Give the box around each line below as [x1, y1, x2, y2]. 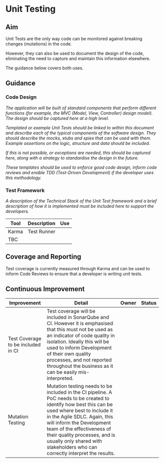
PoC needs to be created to [46, 395, 109, 402]
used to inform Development [46, 344, 112, 351]
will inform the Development [46, 419, 111, 426]
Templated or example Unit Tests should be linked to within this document [5, 124, 154, 130]
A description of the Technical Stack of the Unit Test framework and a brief [5, 198, 157, 203]
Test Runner [28, 228, 55, 235]
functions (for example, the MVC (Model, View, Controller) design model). [5, 110, 153, 116]
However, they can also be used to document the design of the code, [5, 50, 144, 56]
